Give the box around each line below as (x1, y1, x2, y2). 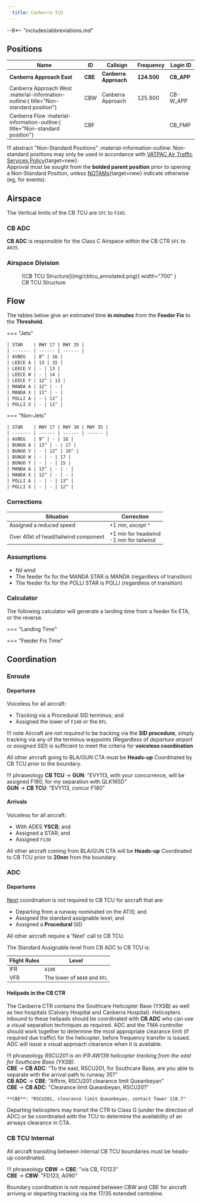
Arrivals (7, 798, 27, 805)
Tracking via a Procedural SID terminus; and (15, 712, 124, 719)
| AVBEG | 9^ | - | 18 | (7, 436, 74, 443)
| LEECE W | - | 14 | (7, 372, 61, 378)
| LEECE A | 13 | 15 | (7, 360, 63, 366)
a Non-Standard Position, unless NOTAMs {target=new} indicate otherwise (7, 170, 190, 177)
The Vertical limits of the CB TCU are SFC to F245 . (7, 209, 127, 216)
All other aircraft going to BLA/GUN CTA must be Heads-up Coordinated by (7, 754, 193, 761)
